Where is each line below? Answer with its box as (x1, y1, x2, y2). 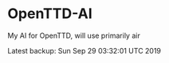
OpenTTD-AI (7, 5, 92, 23)
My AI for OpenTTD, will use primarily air (7, 31, 140, 40)
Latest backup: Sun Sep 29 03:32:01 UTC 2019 (7, 46, 161, 55)
